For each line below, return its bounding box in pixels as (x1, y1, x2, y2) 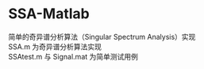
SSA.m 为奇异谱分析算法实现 (8, 41, 102, 52)
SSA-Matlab (8, 5, 90, 23)
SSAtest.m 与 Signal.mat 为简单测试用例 (8, 52, 139, 61)
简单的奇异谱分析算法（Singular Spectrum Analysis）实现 (8, 32, 196, 41)
